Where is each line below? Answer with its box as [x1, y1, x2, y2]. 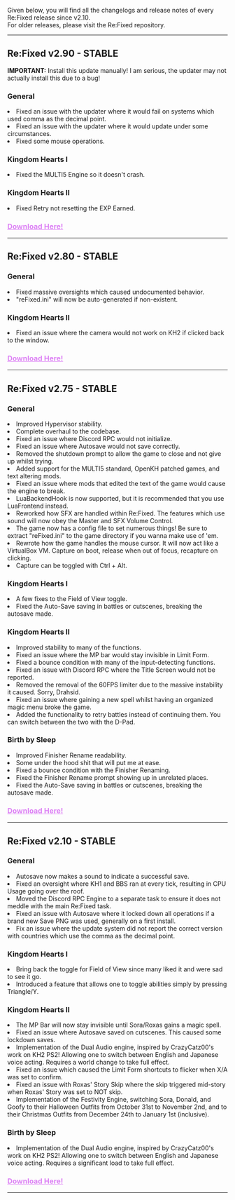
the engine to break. [7, 487, 66, 495]
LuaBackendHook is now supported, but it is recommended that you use [16, 494, 225, 502]
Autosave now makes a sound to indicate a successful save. [16, 872, 190, 880]
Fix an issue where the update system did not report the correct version [16, 924, 222, 932]
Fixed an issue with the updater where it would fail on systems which [16, 107, 215, 116]
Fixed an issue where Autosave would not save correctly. [16, 442, 180, 450]
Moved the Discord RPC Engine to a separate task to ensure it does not [16, 894, 221, 903]
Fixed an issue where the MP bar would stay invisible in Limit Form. [16, 650, 210, 659]
